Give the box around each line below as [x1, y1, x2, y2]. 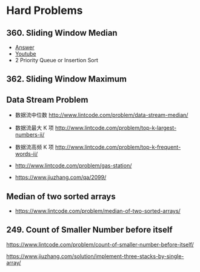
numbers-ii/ [15, 131, 45, 138]
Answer [15, 44, 35, 51]
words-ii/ [15, 151, 38, 158]
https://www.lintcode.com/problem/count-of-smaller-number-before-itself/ [6, 241, 194, 248]
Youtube [15, 50, 36, 57]
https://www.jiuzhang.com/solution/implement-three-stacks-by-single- [6, 252, 184, 260]
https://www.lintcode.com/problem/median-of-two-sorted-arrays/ [15, 207, 181, 215]
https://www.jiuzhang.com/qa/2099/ [15, 173, 107, 181]
